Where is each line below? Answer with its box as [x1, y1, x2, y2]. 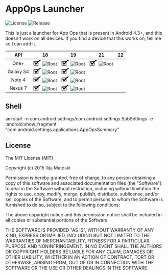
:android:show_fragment [5, 121, 57, 127]
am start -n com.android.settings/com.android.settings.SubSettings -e [5, 115, 153, 121]
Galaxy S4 [7, 68, 29, 74]
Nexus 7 [9, 85, 27, 91]
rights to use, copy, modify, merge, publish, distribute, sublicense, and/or [5, 191, 159, 197]
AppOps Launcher [5, 3, 84, 15]
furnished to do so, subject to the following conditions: [5, 202, 120, 208]
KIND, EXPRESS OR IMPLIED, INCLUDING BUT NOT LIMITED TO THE [5, 232, 150, 238]
